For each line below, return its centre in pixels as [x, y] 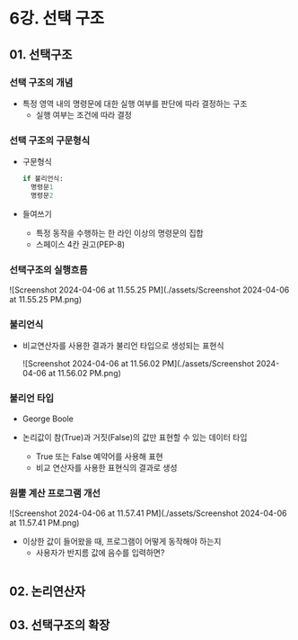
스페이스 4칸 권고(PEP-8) [80, 244]
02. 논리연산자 [48, 592]
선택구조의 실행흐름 [48, 269]
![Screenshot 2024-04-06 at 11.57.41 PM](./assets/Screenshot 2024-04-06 [148, 513]
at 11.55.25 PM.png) [46, 300]
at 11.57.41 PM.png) [44, 522]
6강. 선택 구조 [57, 18]
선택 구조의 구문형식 [50, 140]
